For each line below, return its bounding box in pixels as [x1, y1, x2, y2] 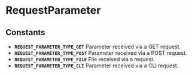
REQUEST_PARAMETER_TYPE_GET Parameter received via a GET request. [14, 43, 181, 50]
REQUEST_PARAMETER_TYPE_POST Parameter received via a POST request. [14, 49, 187, 57]
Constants [5, 27, 45, 37]
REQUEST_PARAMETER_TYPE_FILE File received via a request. [14, 56, 155, 62]
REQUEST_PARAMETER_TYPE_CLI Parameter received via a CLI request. [14, 62, 179, 69]
